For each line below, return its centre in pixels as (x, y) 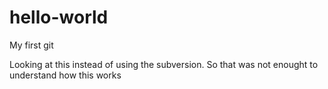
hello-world (59, 17)
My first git (31, 45)
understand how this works (65, 75)
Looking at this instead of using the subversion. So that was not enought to (164, 64)
